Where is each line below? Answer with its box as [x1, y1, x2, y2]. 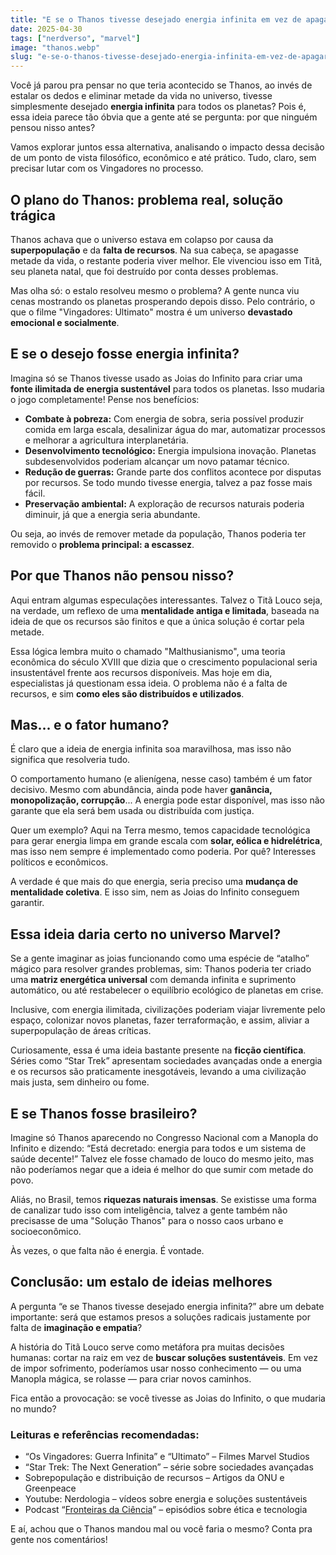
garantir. [10, 897, 45, 909]
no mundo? [10, 1402, 57, 1415]
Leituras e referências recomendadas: [10, 1427, 200, 1441]
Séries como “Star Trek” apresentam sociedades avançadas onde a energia [10, 1055, 323, 1067]
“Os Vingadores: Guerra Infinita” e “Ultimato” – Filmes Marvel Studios [24, 1451, 310, 1463]
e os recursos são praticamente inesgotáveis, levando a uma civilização [10, 1066, 307, 1078]
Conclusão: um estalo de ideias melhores [10, 1274, 273, 1291]
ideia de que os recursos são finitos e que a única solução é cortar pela [10, 615, 305, 627]
